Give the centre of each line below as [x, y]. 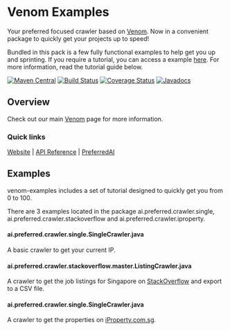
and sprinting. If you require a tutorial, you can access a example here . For [113, 59]
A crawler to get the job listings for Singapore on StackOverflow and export [115, 281]
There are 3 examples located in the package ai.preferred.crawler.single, [111, 211]
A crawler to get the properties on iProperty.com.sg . [82, 320]
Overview [29, 102]
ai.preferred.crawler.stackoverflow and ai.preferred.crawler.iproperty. [106, 219]
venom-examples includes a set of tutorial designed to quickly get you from [115, 190]
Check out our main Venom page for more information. [85, 119]
